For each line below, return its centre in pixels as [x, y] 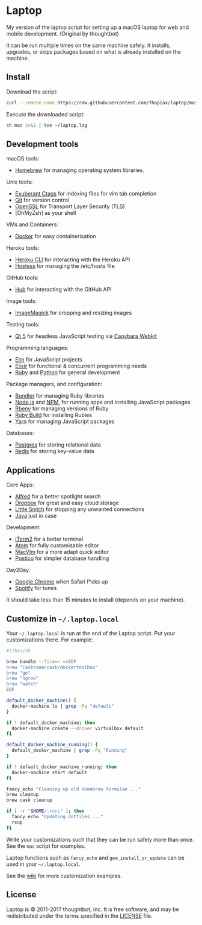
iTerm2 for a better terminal [49, 539]
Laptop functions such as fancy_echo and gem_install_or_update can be [95, 857]
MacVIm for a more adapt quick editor [62, 552]
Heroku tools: [23, 248]
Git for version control [42, 200]
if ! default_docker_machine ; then [51, 723]
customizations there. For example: [50, 640]
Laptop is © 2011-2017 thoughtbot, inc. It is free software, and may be [93, 909]
